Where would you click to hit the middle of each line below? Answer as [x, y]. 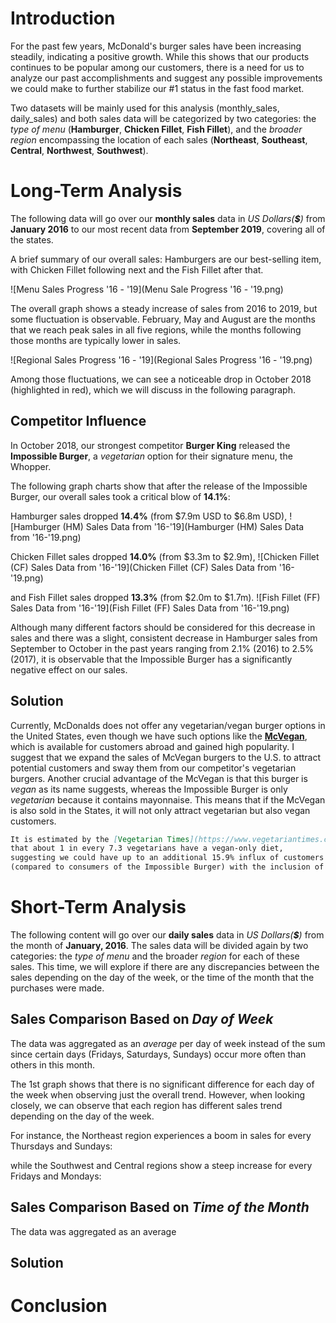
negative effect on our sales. [69, 669]
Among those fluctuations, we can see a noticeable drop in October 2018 [161, 379]
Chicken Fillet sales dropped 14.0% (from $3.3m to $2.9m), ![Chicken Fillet [165, 556]
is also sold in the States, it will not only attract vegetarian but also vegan [160, 810]
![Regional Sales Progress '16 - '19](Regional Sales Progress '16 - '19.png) [161, 359]
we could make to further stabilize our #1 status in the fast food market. [157, 88]
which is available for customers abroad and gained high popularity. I [152, 746]
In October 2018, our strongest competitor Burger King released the [150, 445]
